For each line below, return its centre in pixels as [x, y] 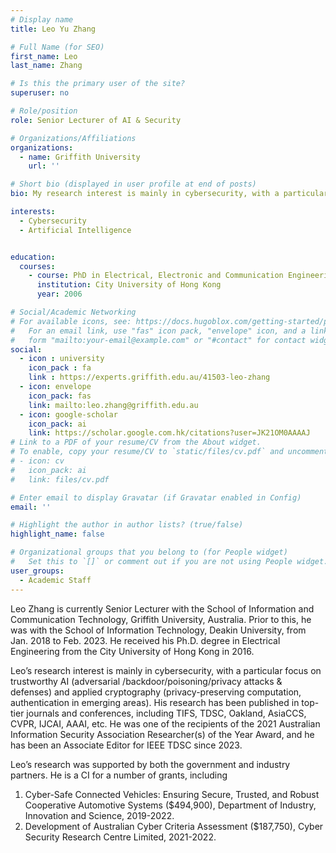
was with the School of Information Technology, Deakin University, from [158, 630]
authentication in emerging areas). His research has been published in [155, 702]
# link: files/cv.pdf [60, 479]
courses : [37, 266]
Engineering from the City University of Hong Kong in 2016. [132, 651]
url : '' [44, 166]
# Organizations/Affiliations [73, 138]
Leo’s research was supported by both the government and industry [150, 764]
